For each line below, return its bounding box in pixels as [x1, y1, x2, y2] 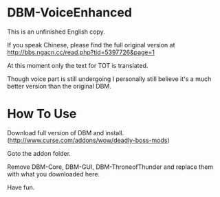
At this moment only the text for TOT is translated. [7, 61, 148, 69]
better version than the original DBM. [7, 82, 111, 90]
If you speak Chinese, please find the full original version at [7, 40, 175, 49]
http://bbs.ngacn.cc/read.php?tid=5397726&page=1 [7, 48, 155, 56]
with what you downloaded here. [7, 170, 100, 178]
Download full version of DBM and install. [7, 128, 124, 137]
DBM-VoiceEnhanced [7, 5, 133, 21]
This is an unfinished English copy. [7, 27, 105, 36]
